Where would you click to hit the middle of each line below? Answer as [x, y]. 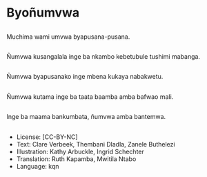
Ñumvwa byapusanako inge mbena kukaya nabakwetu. [85, 77]
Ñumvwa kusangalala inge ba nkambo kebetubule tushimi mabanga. [103, 56]
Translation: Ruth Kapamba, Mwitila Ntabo [76, 159]
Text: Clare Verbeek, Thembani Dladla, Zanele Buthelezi [96, 144]
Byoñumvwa [43, 13]
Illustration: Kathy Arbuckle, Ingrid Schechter [80, 151]
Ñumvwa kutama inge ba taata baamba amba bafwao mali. [90, 96]
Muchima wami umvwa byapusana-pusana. [68, 37]
